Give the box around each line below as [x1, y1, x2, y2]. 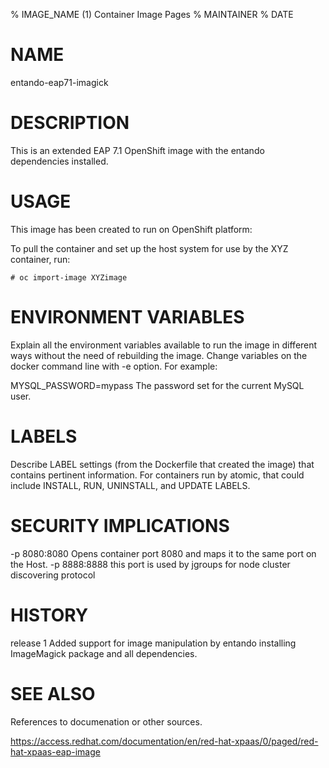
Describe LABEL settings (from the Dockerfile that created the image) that [10, 458, 315, 470]
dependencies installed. [10, 155, 109, 167]
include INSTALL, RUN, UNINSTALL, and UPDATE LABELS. [10, 479, 251, 491]
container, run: [10, 253, 71, 265]
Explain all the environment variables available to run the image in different [10, 339, 318, 351]
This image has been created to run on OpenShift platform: [10, 223, 253, 235]
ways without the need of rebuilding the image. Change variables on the [10, 349, 308, 361]
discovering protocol [10, 569, 96, 581]
